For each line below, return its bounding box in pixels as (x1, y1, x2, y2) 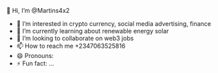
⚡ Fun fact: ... (16, 59, 54, 68)
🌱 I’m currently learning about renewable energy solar (16, 27, 169, 35)
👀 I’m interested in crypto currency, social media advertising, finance (16, 20, 211, 27)
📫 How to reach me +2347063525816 (16, 42, 126, 50)
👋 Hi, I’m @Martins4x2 (6, 7, 70, 14)
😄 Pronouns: (16, 52, 54, 59)
